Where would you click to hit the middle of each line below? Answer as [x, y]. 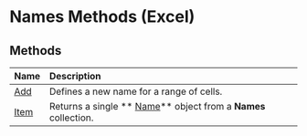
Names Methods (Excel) [102, 17]
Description [75, 76]
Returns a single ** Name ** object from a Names [157, 106]
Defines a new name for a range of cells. [136, 91]
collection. [71, 118]
